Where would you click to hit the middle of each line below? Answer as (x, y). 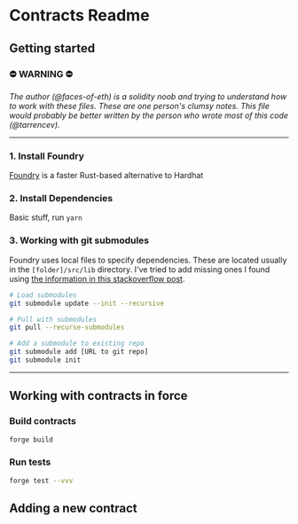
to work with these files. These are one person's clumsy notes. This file (140, 106)
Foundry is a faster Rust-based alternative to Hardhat (106, 176)
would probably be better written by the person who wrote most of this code (149, 115)
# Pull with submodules (53, 319)
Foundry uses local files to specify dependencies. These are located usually (148, 260)
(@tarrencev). (35, 124)
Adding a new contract (73, 508)
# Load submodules (43, 295)
